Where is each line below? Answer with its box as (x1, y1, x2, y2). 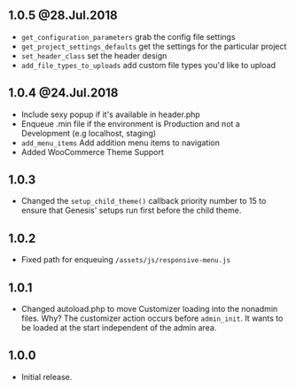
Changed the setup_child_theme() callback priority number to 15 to (20, 196, 267, 206)
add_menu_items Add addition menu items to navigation (20, 137, 221, 148)
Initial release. (20, 371, 73, 382)
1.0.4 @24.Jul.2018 (8, 85, 119, 101)
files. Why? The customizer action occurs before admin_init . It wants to (20, 313, 284, 323)
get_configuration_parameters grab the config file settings (20, 31, 236, 42)
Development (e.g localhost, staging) (20, 128, 157, 138)
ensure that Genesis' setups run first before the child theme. (20, 205, 242, 216)
